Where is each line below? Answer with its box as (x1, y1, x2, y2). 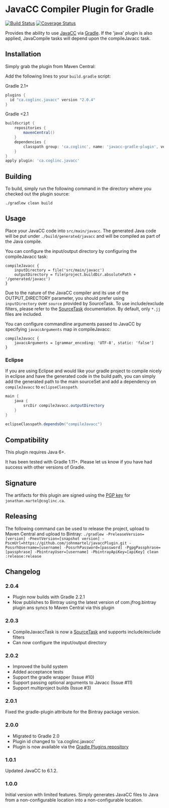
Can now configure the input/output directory (12, 639, 107, 645)
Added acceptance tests (12, 669, 64, 675)
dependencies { (14, 140, 46, 145)
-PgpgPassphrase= (124, 545, 161, 550)
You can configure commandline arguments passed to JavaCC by (5, 321, 142, 327)
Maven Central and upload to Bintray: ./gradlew (5, 530, 104, 537)
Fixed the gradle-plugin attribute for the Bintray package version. (5, 709, 140, 715)
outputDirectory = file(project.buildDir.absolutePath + (14, 272, 136, 277)
